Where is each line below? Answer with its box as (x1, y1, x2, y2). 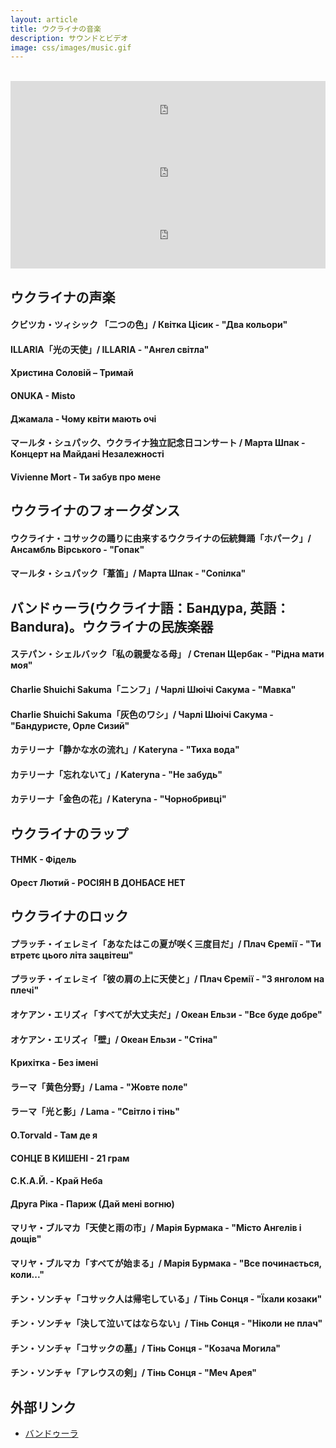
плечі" (10, 984, 40, 996)
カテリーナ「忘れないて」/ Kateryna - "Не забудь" (10, 768, 223, 780)
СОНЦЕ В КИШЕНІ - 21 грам (10, 1152, 130, 1164)
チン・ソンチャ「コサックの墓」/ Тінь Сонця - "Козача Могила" (10, 1342, 281, 1354)
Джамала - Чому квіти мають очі (10, 412, 157, 425)
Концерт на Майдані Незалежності (10, 448, 165, 460)
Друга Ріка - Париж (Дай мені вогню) (10, 1197, 175, 1210)
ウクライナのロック (10, 908, 129, 925)
